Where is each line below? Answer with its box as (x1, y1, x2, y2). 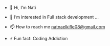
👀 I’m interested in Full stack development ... (9, 14, 99, 20)
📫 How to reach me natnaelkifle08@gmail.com (9, 24, 105, 29)
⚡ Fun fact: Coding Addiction (9, 36, 68, 41)
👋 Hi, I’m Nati (9, 5, 36, 10)
